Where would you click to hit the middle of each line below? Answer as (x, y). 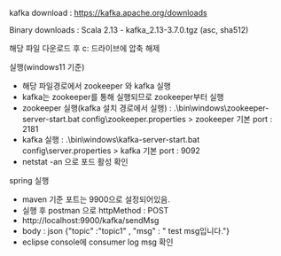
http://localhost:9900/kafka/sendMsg (90, 220)
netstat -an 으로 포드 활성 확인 (75, 162)
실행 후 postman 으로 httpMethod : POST (95, 210)
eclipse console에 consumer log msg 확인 (98, 242)
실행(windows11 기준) (47, 67)
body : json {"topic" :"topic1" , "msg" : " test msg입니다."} (126, 231)
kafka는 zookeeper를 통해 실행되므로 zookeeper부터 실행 (123, 97)
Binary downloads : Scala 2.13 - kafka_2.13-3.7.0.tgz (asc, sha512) (129, 30)
